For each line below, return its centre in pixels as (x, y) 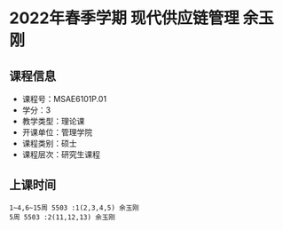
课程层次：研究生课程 (61, 155)
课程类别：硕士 (49, 143)
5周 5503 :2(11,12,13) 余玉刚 (62, 217)
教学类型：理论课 (53, 121)
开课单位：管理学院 (57, 132)
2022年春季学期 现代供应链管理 (124, 18)
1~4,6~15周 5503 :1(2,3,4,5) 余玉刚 (74, 208)
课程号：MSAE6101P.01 (64, 99)
